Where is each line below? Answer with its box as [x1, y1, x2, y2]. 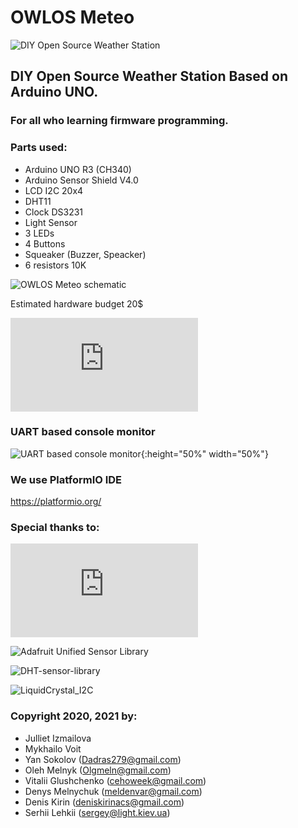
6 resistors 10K [24, 259, 87, 271]
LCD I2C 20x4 [24, 184, 84, 196]
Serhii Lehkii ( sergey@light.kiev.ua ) [24, 806, 171, 818]
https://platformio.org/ [10, 496, 102, 508]
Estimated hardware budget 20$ [10, 297, 144, 310]
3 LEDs [24, 227, 55, 239]
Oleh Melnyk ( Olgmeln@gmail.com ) [24, 764, 172, 776]
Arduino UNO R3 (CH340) [24, 163, 132, 175]
